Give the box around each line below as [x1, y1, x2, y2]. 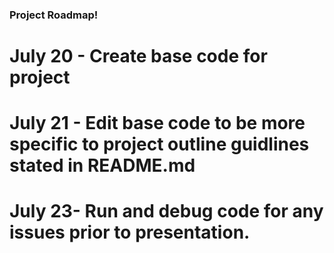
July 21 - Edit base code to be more [9, 112, 306, 135]
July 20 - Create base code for [9, 45, 268, 68]
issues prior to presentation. [9, 221, 251, 244]
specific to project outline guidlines [9, 133, 310, 156]
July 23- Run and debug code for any [9, 200, 324, 223]
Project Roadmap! [9, 8, 99, 22]
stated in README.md [9, 154, 196, 177]
